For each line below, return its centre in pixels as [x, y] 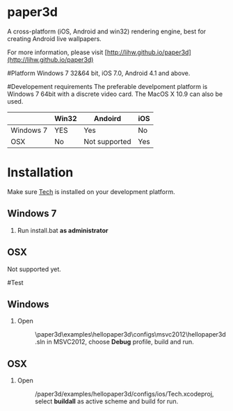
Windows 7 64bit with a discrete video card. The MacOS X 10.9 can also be [115, 94]
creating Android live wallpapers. [55, 38]
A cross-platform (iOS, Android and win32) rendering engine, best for [107, 31]
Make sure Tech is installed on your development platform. [91, 191]
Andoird [107, 118]
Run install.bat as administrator [63, 230]
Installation [40, 173]
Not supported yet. [34, 269]
